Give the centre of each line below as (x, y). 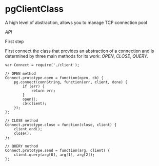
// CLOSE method (21, 121)
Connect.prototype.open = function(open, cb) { (54, 78)
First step (15, 41)
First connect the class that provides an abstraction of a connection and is (80, 51)
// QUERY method (21, 146)
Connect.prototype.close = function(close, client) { (61, 125)
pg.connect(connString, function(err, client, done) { (71, 82)
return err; (43, 91)
